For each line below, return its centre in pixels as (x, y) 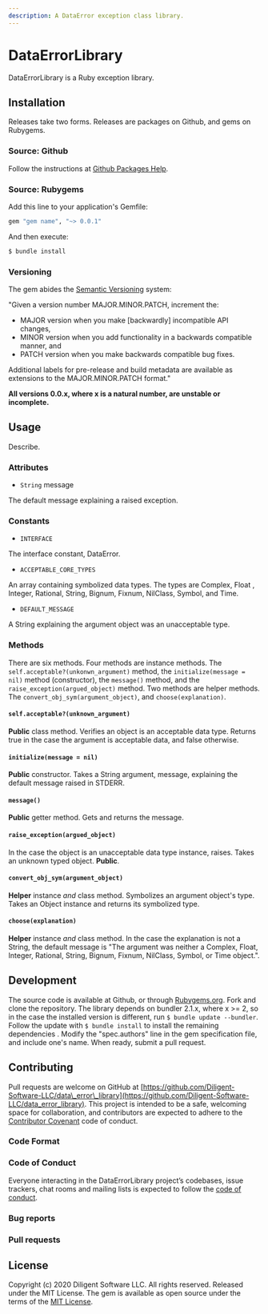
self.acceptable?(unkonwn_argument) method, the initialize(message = (127, 671)
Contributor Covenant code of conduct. (73, 1120)
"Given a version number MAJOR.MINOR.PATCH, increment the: (114, 305)
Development (43, 981)
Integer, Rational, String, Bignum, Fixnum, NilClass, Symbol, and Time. (124, 594)
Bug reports (32, 1218)
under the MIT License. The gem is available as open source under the (125, 1293)
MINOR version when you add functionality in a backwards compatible (136, 338)
